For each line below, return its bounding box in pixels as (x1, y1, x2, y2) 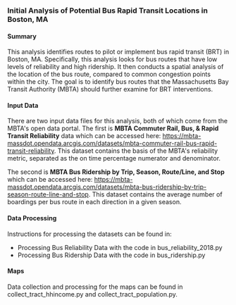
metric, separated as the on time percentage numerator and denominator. (7, 154, 221, 163)
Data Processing (7, 213, 57, 222)
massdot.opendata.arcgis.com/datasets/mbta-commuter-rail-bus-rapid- (7, 139, 218, 148)
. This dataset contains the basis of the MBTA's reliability (54, 147, 218, 155)
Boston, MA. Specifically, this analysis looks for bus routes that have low (7, 55, 218, 63)
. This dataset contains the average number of (88, 190, 223, 199)
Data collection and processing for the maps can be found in (7, 282, 183, 291)
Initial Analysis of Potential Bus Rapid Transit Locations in (7, 6, 208, 15)
